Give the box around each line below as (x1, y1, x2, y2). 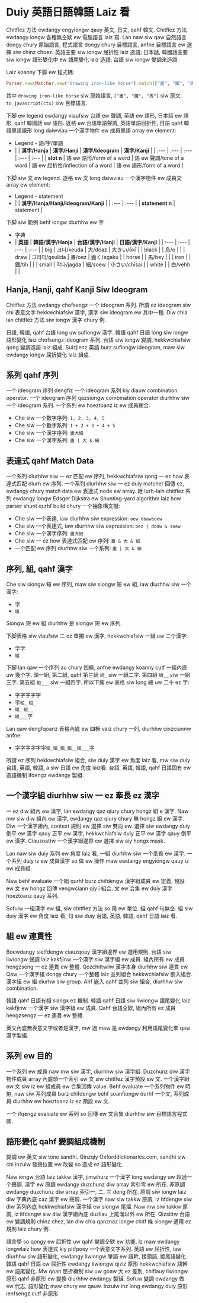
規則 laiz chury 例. (6, 1225, 50, 1233)
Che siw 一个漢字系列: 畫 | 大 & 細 (14, 437, 99, 444)
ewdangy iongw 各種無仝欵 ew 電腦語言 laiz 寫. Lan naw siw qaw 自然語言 (6, 33, 187, 40)
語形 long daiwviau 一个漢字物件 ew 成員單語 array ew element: (21, 127, 176, 134)
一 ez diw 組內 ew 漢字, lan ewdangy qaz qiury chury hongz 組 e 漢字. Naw (6, 807, 189, 815)
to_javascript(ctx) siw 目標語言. (6, 99, 88, 106)
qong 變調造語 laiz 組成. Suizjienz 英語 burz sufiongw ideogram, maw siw (6, 343, 185, 351)
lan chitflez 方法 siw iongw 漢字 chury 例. (6, 316, 107, 323)
